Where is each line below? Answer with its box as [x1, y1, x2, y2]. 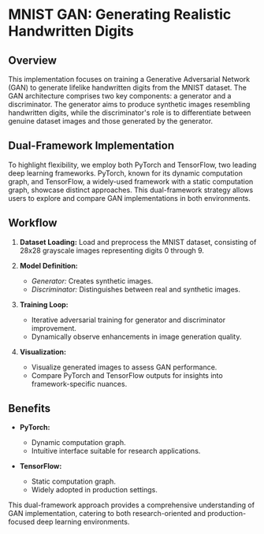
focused [8, 517, 35, 527]
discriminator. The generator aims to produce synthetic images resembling [8, 100, 251, 109]
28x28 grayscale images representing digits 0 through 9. [19, 246, 205, 255]
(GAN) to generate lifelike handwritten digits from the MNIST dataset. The [8, 83, 247, 92]
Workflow [8, 217, 58, 230]
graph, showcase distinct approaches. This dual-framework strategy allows [8, 185, 254, 195]
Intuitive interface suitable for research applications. [31, 447, 201, 456]
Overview [8, 54, 58, 67]
